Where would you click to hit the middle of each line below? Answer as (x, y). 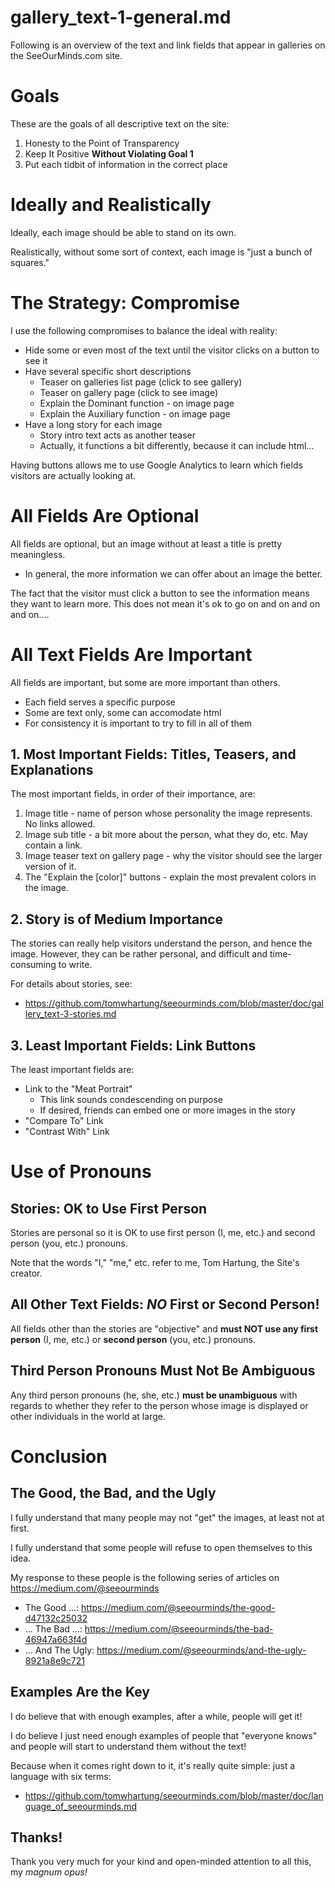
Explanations (52, 770)
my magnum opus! (49, 1872)
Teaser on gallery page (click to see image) (128, 392)
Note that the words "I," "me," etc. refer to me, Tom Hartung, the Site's (155, 1263)
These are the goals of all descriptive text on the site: (120, 123)
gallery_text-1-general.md (121, 17)
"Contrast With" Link (67, 1132)
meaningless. (38, 554)
